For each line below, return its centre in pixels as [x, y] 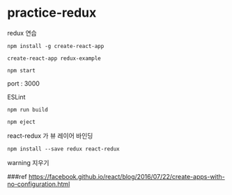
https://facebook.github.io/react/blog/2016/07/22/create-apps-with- [126, 176]
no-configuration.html [39, 184]
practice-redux [52, 13]
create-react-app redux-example [54, 58]
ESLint [16, 97]
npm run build [28, 109]
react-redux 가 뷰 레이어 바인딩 [50, 135]
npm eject [22, 122]
